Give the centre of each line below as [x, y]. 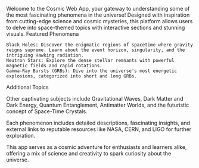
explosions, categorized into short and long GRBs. [71, 76]
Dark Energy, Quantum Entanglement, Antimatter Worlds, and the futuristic [98, 105]
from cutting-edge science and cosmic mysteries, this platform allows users [99, 21]
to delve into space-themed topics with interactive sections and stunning [96, 27]
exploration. [21, 136]
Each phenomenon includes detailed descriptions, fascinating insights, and [98, 123]
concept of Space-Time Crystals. [47, 111]
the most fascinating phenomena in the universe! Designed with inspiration [98, 15]
